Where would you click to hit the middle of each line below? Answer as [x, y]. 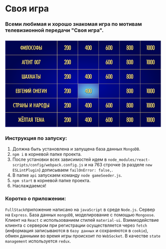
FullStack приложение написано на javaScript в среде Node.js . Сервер [80, 209]
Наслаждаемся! [29, 186]
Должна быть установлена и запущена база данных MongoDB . [76, 149]
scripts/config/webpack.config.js [48, 165]
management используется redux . [38, 241]
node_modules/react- [129, 160]
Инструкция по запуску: [36, 138]
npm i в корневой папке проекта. [47, 154]
